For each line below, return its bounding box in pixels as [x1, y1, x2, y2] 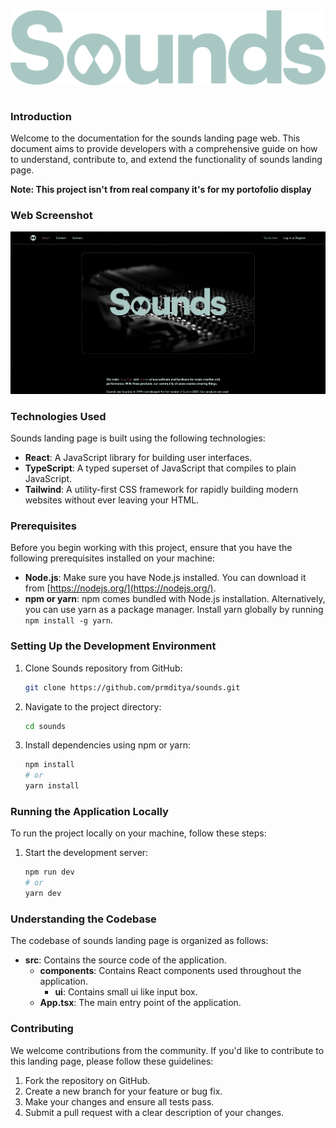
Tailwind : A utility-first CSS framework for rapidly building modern [24, 484, 299, 496]
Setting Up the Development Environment [10, 639, 217, 653]
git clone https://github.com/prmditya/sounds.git [24, 682, 241, 693]
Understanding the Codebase [10, 912, 157, 926]
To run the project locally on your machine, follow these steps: [10, 827, 267, 839]
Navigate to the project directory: [24, 700, 162, 713]
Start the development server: [24, 847, 149, 859]
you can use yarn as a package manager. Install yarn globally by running [24, 604, 324, 616]
